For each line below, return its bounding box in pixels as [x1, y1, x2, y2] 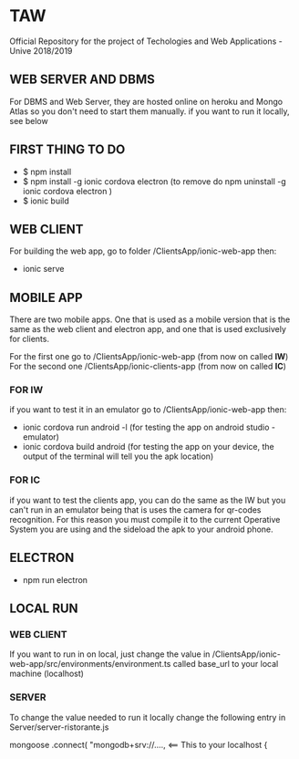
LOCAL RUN [9, 600, 79, 616]
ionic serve [22, 264, 65, 275]
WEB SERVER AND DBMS [9, 72, 155, 88]
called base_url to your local [172, 659, 279, 670]
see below [9, 115, 48, 126]
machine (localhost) [9, 668, 85, 680]
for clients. [9, 334, 50, 345]
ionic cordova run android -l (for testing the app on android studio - [22, 421, 276, 433]
